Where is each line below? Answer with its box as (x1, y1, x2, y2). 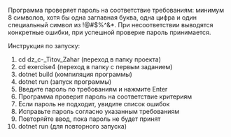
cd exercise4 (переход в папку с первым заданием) (17, 63, 173, 71)
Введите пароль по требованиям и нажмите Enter (17, 85, 168, 93)
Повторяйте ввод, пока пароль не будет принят (17, 115, 161, 123)
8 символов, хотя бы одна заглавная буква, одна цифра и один (8, 13, 197, 22)
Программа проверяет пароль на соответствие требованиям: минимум (8, 6, 225, 14)
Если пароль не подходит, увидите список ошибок (17, 100, 170, 108)
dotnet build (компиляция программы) (17, 70, 132, 78)
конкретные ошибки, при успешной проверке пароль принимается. (8, 28, 211, 36)
